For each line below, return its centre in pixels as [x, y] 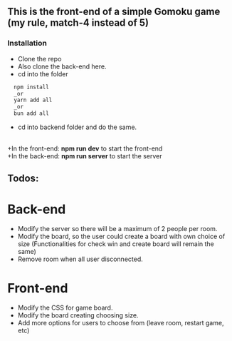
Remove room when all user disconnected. [80, 259]
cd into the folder [43, 73]
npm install [32, 87]
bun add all [32, 113]
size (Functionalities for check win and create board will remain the [116, 244]
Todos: [23, 179]
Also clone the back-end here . [62, 66]
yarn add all [33, 100]
